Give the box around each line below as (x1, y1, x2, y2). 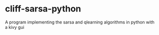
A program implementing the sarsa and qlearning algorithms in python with (5, 19, 155, 25)
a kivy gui (5, 24, 24, 30)
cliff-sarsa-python (5, 3, 81, 14)
